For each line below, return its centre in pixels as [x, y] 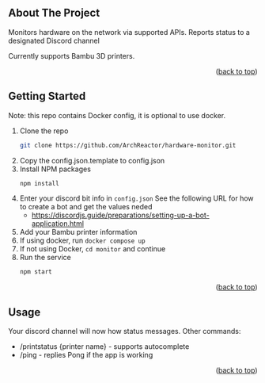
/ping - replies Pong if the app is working [86, 355]
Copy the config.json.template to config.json [92, 160]
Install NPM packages [55, 169]
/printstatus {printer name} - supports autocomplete [104, 347]
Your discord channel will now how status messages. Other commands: [125, 331]
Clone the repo [44, 131]
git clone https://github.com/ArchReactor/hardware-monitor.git [128, 145]
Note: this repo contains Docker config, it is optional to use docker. [117, 115]
